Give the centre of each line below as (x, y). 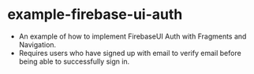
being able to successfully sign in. (74, 61)
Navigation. (37, 44)
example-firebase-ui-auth (95, 15)
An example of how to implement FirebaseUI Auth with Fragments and (133, 36)
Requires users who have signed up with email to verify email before (130, 53)
